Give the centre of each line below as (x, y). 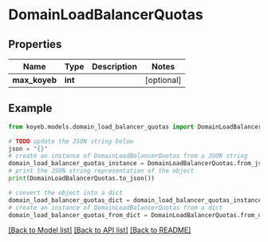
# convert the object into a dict (66, 192)
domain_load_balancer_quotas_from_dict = (78, 215)
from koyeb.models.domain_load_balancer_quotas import (101, 127)
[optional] (163, 80)
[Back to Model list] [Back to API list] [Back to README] (100, 230)
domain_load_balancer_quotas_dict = (69, 200)
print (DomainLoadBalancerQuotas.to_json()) (82, 179)
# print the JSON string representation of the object (101, 171)
